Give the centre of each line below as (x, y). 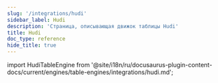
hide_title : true (32, 45)
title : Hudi (24, 33)
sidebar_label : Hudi (37, 20)
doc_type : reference (37, 39)
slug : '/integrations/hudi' (47, 13)
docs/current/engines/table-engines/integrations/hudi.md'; (90, 72)
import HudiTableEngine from (49, 65)
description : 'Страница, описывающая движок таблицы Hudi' (93, 26)
